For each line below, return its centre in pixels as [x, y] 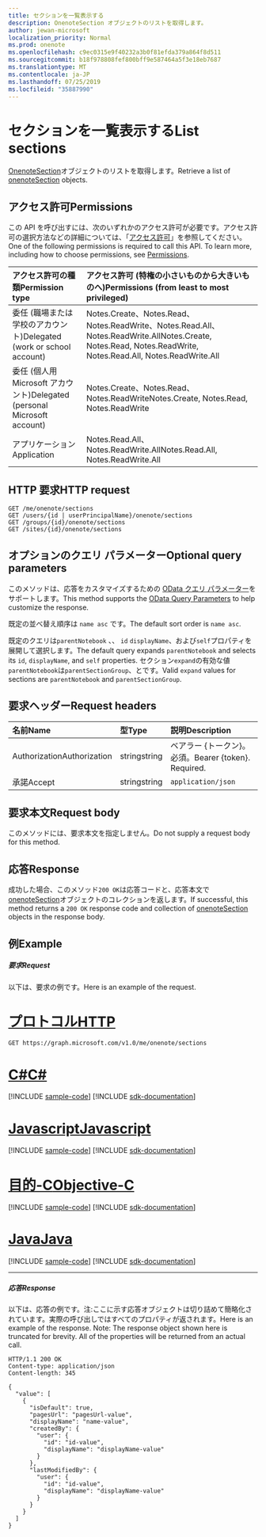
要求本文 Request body [64, 812]
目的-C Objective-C [71, 1185]
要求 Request [29, 965]
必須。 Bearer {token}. [210, 757]
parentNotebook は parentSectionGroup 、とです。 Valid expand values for [122, 670]
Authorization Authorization [62, 755]
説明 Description [201, 730]
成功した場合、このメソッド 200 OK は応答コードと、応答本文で [109, 890]
